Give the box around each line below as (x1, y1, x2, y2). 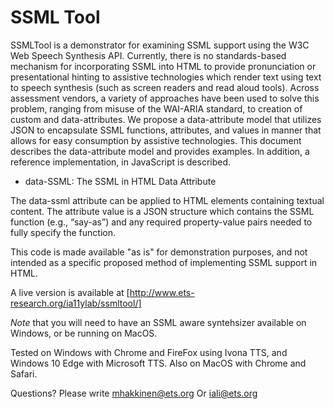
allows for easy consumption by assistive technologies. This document (10, 134, 302, 146)
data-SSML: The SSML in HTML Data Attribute (24, 175, 217, 187)
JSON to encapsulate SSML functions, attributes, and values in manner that (10, 124, 322, 136)
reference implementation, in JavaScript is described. (10, 156, 232, 168)
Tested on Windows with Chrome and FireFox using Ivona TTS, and (10, 346, 288, 358)
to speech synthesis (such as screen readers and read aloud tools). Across (10, 81, 320, 93)
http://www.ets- (129, 286, 195, 298)
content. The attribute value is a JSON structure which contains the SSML (10, 205, 315, 217)
